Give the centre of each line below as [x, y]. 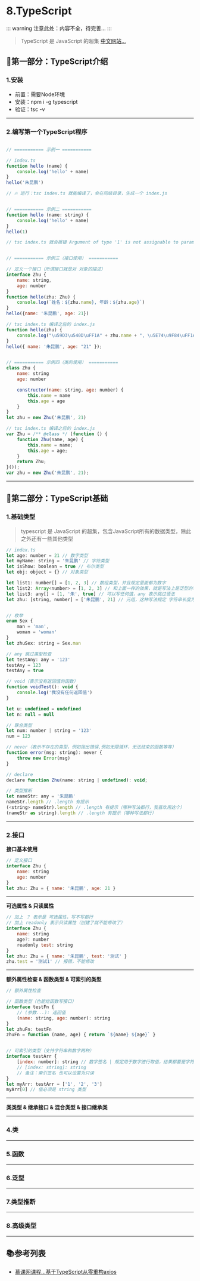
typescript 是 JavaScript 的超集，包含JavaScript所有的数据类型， [101, 531]
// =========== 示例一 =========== [49, 150]
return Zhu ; [32, 462]
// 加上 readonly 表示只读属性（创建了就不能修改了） [65, 923]
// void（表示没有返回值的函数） [42, 682]
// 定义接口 [19, 861]
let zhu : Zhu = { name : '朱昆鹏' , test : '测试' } [67, 956]
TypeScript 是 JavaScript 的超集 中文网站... [73, 41]
